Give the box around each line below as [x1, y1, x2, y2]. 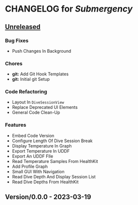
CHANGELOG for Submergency [5, 3, 133, 15]
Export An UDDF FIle [12, 153, 54, 159]
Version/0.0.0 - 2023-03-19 [5, 193, 92, 201]
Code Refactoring [5, 88, 47, 95]
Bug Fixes [5, 37, 29, 44]
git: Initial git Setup [12, 76, 50, 82]
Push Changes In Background [12, 48, 71, 54]
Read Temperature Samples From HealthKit [12, 158, 98, 164]
